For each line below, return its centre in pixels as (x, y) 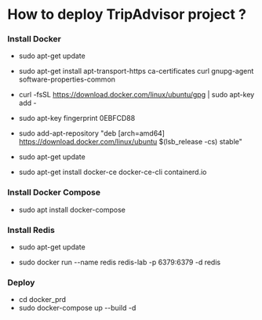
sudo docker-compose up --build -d (77, 308)
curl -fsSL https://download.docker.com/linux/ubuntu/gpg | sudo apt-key (136, 95)
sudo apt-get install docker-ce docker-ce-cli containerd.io (113, 172)
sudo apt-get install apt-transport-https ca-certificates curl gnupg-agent (136, 71)
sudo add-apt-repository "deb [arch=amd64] (92, 133)
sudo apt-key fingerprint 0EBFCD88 (77, 118)
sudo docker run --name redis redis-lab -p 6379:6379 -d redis (120, 262)
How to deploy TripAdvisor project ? (127, 15)
